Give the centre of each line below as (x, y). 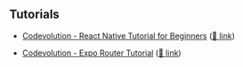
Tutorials (34, 15)
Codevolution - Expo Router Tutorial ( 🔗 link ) (101, 53)
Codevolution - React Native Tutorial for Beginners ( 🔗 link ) (129, 35)
